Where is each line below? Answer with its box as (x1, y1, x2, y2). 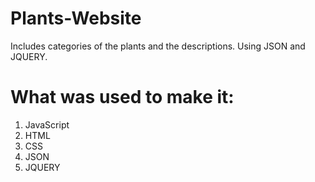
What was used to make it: (10, 86, 235, 109)
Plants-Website (10, 7, 142, 30)
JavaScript (24, 118, 70, 131)
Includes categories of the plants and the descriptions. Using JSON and (10, 40, 306, 52)
